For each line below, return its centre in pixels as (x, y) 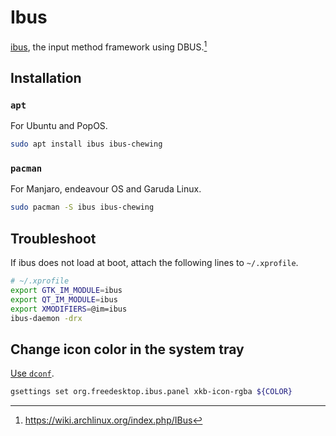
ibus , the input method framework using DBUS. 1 (109, 46)
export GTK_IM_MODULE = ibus (66, 291)
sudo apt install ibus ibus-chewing (86, 144)
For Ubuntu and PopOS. (59, 126)
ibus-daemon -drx (46, 318)
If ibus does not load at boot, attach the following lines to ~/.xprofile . (154, 263)
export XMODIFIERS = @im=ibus (69, 309)
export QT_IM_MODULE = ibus (64, 299)
